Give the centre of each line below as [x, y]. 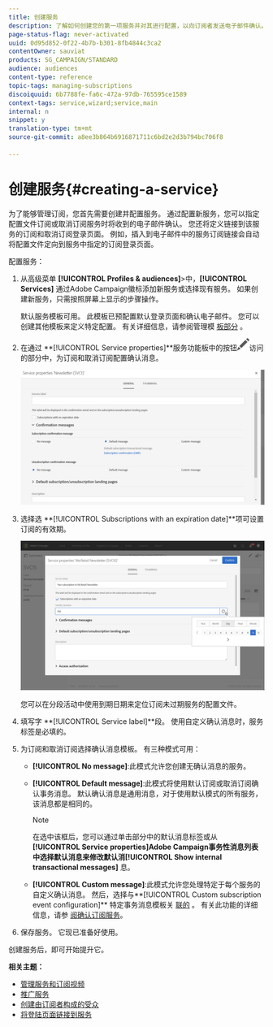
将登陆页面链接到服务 [56, 1014]
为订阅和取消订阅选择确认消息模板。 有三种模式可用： [110, 748]
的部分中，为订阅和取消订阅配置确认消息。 [91, 357]
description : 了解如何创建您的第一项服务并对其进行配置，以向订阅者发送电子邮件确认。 [138, 26]
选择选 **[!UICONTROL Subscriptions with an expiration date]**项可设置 [142, 519]
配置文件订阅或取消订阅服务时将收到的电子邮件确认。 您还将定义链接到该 [130, 223]
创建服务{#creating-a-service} [114, 189]
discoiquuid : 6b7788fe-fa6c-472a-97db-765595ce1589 [97, 94]
